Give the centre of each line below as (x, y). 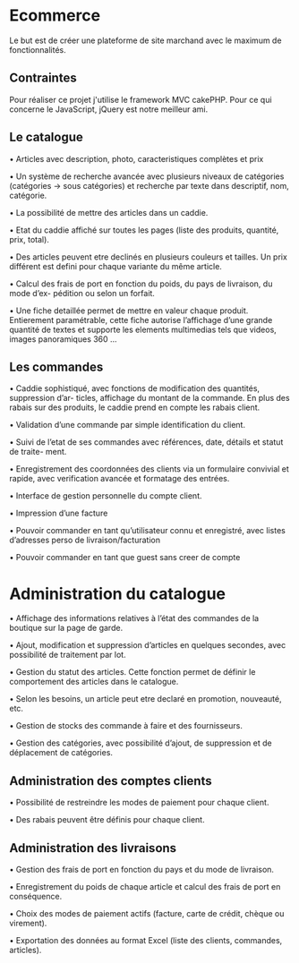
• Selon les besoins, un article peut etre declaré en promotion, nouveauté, (145, 699)
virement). (28, 923)
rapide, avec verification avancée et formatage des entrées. (120, 479)
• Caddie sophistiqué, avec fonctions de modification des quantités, (135, 388)
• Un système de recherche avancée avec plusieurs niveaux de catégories (147, 176)
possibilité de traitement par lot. (68, 655)
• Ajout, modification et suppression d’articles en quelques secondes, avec (148, 645)
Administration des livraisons (93, 848)
